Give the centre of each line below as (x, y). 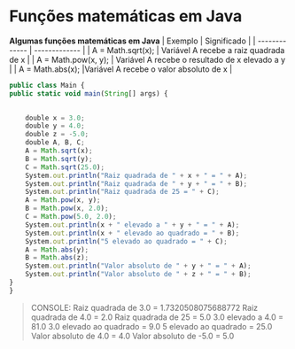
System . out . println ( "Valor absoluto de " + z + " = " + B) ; (138, 275)
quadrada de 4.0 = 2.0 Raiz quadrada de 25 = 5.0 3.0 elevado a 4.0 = (157, 317)
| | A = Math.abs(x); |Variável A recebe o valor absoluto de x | (121, 69)
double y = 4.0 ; (55, 126)
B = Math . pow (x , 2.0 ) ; (67, 209)
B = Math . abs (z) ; (57, 258)
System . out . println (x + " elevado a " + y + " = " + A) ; (132, 225)
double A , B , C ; (55, 143)
